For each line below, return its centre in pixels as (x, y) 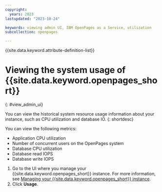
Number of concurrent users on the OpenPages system (68, 144)
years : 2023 (22, 14)
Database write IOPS (33, 159)
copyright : (16, 10)
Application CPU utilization (39, 138)
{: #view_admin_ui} (24, 105)
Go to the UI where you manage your (49, 168)
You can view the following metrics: (41, 129)
